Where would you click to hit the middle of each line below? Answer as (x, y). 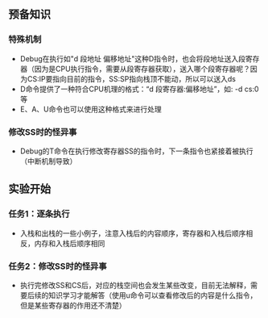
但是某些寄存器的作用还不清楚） (73, 305)
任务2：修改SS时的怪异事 (58, 266)
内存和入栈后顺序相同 (70, 243)
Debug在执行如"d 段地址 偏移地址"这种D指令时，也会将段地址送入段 (133, 58)
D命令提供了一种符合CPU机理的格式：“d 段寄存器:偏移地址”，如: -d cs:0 (139, 89)
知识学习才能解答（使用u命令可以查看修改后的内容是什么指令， (153, 295)
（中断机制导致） (48, 161)
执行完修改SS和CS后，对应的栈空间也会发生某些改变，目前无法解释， (135, 285)
